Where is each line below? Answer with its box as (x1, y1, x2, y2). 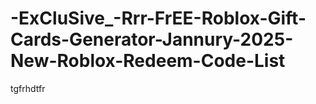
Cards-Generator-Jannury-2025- (10, 28, 294, 51)
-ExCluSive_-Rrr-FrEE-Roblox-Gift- (10, 7, 307, 30)
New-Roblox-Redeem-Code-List (10, 50, 286, 72)
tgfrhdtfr (10, 82, 46, 94)
